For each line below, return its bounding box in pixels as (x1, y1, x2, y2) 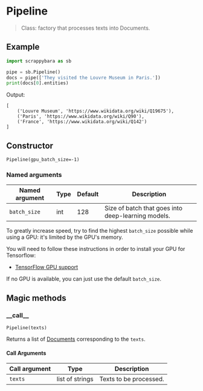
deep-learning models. (105, 212, 170, 220)
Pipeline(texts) (6, 325, 47, 331)
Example (6, 42, 40, 52)
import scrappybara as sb (6, 58, 71, 64)
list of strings (56, 375, 94, 383)
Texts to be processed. (99, 375, 164, 383)
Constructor (6, 141, 53, 151)
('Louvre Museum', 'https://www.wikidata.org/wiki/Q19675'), (17, 108, 174, 115)
